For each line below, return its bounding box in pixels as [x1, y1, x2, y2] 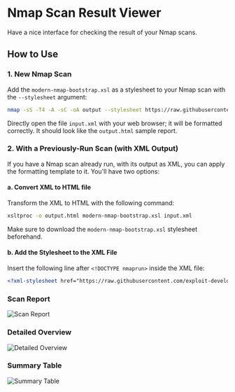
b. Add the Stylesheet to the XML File [7, 248, 117, 257]
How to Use [7, 48, 59, 60]
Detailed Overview [7, 328, 72, 337]
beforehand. [7, 232, 43, 241]
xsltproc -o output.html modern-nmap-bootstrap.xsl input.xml [7, 212, 192, 219]
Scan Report [7, 294, 50, 304]
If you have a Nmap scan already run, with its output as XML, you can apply [7, 160, 225, 168]
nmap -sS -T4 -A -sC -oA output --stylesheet [7, 106, 142, 113]
